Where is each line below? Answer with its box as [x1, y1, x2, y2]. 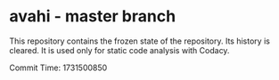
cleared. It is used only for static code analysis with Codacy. [9, 44, 230, 55]
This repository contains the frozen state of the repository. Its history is [9, 36, 270, 46]
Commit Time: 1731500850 [9, 62, 108, 73]
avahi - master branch [9, 6, 176, 27]
